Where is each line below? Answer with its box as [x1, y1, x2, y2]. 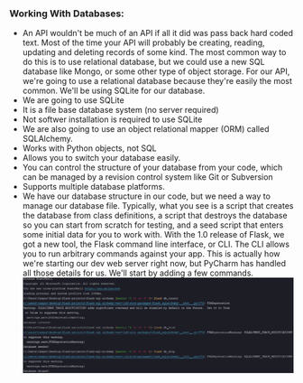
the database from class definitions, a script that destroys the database [22, 210, 288, 221]
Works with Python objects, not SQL [22, 143, 158, 154]
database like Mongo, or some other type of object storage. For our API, [22, 66, 290, 77]
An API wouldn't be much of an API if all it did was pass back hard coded [22, 28, 294, 39]
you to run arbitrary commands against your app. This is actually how [22, 248, 280, 259]
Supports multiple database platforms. [22, 182, 165, 192]
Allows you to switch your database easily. [22, 153, 181, 163]
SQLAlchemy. [22, 134, 74, 145]
